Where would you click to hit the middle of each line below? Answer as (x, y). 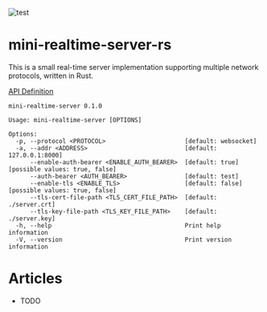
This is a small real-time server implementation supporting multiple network (133, 67)
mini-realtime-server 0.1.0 (55, 106)
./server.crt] (32, 204)
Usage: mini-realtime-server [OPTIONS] (75, 120)
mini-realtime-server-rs (90, 45)
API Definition (31, 91)
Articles (35, 279)
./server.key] (32, 218)
